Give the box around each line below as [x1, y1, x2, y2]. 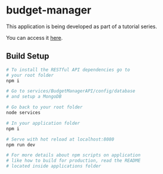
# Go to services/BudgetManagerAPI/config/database [6, 88, 135, 94]
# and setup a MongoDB [6, 94, 62, 100]
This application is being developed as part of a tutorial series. [6, 23, 157, 30]
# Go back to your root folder [6, 104, 83, 110]
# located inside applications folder [6, 163, 101, 169]
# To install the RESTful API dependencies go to [6, 67, 131, 73]
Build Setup [6, 51, 49, 62]
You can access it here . [6, 34, 63, 41]
